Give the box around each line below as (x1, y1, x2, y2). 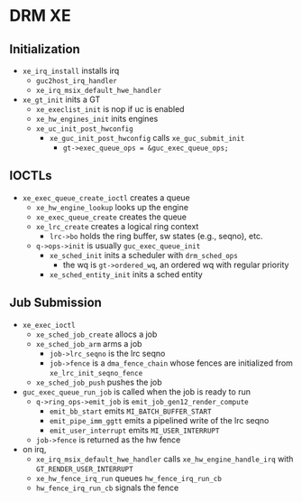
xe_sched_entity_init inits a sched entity (49, 268, 203, 280)
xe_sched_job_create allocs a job (35, 329, 158, 339)
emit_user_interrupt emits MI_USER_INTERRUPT (49, 424, 220, 435)
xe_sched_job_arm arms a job (35, 338, 142, 349)
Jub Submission (9, 295, 102, 311)
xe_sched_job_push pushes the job (35, 376, 162, 387)
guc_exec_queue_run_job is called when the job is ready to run (22, 386, 251, 397)
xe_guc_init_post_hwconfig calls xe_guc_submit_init (49, 133, 245, 143)
